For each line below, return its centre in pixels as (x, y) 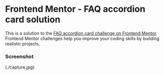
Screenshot (19, 56)
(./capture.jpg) (20, 67)
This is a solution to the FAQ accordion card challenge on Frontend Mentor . (81, 33)
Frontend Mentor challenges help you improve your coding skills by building (82, 38)
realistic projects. (23, 43)
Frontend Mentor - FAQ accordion (75, 9)
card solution (33, 19)
